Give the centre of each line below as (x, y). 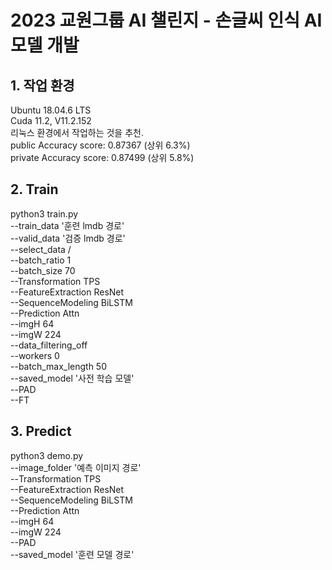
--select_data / (41, 249)
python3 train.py (44, 213)
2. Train (34, 189)
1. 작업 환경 (42, 85)
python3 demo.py (47, 455)
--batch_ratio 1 (41, 260)
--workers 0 (35, 355)
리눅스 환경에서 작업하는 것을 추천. (77, 132)
